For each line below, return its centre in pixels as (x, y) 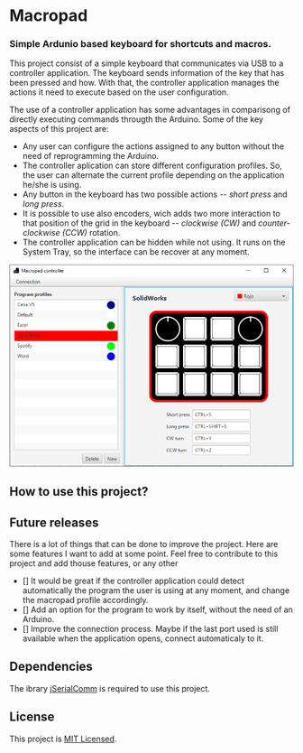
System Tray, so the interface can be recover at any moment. (136, 252)
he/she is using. (52, 185)
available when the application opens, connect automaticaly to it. (143, 638)
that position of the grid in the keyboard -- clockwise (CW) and (139, 223)
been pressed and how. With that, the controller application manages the (144, 83)
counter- (275, 223)
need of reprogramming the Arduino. (91, 156)
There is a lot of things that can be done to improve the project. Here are (144, 544)
